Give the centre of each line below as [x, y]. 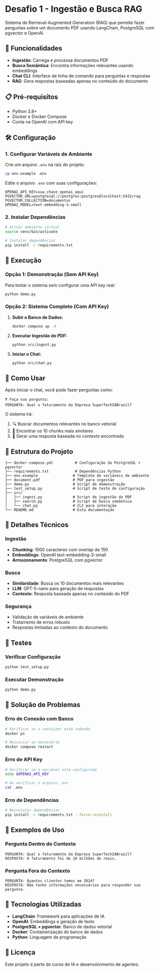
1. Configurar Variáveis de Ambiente [49, 154]
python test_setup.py [27, 667]
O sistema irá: [19, 414]
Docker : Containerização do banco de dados [58, 932]
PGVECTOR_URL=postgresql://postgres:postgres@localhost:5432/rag [73, 196]
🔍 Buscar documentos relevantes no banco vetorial [64, 424]
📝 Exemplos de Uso [35, 830]
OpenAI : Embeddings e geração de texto [53, 921]
